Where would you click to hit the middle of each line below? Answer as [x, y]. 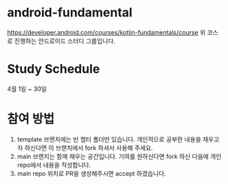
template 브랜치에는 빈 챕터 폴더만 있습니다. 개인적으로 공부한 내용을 [109, 139]
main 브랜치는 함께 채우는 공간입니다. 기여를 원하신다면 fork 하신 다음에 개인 [119, 156]
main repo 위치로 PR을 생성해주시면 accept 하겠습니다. [91, 173]
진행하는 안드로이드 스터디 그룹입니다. [65, 41]
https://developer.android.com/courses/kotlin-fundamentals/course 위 [106, 32]
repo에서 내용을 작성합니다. [54, 165]
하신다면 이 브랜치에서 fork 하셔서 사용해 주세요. [89, 148]
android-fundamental [70, 13]
